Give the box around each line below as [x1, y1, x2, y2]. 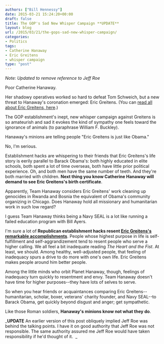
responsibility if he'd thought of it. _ [5, 334, 77, 340]
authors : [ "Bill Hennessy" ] [5, 7, 63, 12]
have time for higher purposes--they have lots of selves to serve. [5, 279, 137, 285]
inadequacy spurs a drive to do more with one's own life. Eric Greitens [5, 254, 147, 260]
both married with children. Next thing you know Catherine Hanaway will [5, 174, 154, 180]
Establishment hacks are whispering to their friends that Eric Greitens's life [5, 153, 156, 159]
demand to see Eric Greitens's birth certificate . [5, 179, 103, 185]
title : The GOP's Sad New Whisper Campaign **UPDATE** [5, 21, 119, 26]
